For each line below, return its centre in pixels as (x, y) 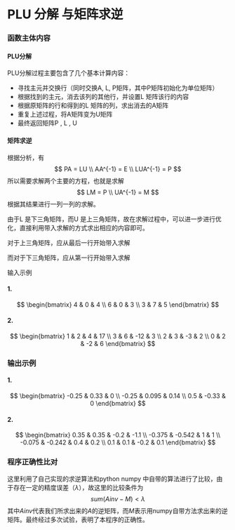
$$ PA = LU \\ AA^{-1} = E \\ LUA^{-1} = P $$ (118, 168)
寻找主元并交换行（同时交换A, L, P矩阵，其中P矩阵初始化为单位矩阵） (118, 88)
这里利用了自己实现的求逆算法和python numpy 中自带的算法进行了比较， (112, 479)
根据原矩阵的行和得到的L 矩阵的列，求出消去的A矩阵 (93, 105)
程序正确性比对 (33, 462)
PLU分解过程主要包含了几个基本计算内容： (69, 73)
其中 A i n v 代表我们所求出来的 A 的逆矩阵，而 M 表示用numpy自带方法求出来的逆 (117, 510)
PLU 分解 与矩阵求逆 (65, 14)
